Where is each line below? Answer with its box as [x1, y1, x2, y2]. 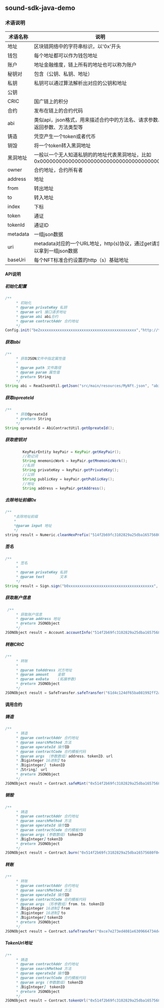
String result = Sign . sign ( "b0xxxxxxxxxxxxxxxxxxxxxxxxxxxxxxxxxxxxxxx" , [5, 583, 159, 588]
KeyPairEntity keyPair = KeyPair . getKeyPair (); [22, 449, 121, 455]
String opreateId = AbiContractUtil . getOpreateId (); [5, 426, 115, 431]
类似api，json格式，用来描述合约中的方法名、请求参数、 [34, 116, 163, 123]
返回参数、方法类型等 [34, 123, 83, 130]
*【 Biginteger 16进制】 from [16, 906, 70, 911]
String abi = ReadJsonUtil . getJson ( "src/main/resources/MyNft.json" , [5, 384, 150, 388]
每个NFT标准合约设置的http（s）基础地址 [34, 257, 129, 264]
